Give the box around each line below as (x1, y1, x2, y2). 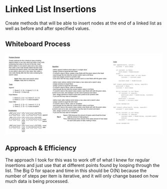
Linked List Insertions (5, 3, 96, 15)
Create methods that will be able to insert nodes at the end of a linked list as (5, 20, 162, 26)
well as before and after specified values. (5, 25, 90, 31)
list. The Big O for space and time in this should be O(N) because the (5, 167, 147, 173)
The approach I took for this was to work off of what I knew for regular (5, 157, 150, 163)
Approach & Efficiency (5, 144, 76, 152)
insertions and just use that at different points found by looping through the (5, 162, 160, 168)
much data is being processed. (5, 178, 69, 184)
